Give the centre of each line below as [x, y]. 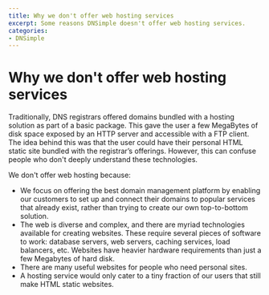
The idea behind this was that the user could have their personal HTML [126, 143]
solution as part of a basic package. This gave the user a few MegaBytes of [133, 126]
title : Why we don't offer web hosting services [91, 16]
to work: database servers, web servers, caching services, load [125, 242]
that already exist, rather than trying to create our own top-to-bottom [134, 208]
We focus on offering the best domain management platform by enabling [140, 191]
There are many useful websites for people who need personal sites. [133, 267]
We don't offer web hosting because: [69, 175]
